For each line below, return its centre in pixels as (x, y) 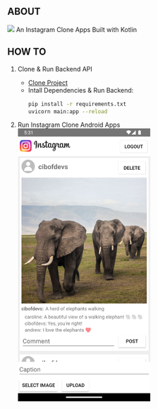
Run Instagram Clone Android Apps (69, 125)
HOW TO (27, 52)
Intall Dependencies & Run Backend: (81, 90)
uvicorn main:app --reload (68, 111)
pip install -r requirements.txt (77, 104)
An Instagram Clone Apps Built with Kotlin (77, 29)
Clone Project (48, 82)
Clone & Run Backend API (55, 69)
